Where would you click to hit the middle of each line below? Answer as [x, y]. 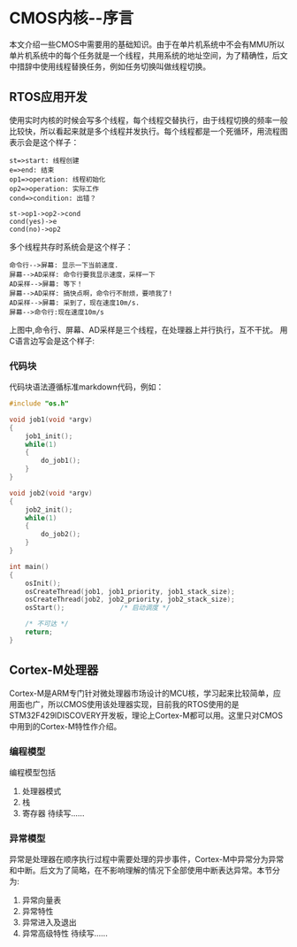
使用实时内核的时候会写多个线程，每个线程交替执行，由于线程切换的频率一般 [148, 119]
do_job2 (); [61, 535]
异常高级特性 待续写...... [65, 934]
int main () [29, 566]
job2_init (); [49, 510]
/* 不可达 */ [47, 624]
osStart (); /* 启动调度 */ [98, 608]
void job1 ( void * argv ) [51, 420]
